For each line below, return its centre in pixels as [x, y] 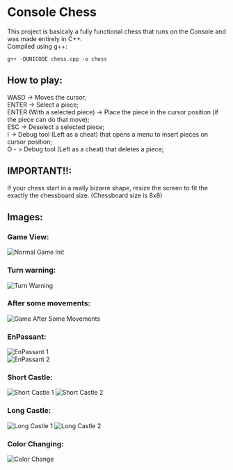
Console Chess [52, 12]
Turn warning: [32, 271]
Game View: [28, 236]
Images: [25, 217]
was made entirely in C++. [45, 38]
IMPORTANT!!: [40, 171]
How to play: [35, 81]
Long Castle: [29, 411]
